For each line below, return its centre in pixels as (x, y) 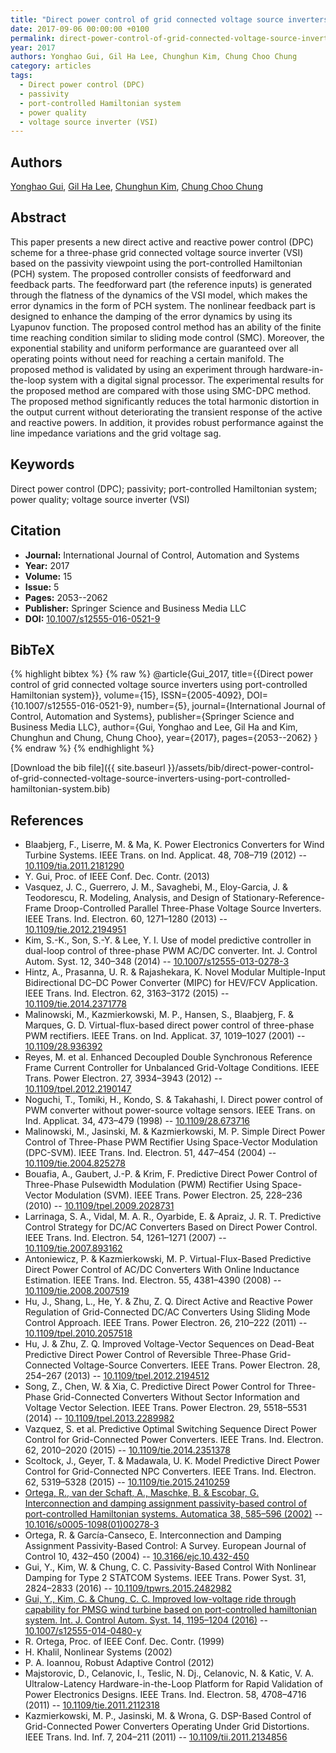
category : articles (51, 66)
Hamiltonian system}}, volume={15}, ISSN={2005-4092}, (127, 695)
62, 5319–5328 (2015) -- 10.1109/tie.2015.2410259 (127, 1482)
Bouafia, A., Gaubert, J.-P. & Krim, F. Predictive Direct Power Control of (171, 1174)
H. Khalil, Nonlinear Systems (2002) (98, 1652)
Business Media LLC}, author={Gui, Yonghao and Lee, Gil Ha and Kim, (154, 727)
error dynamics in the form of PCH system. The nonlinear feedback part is (163, 305)
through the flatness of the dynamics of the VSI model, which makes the (159, 295)
